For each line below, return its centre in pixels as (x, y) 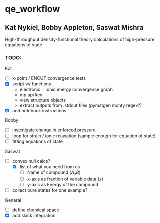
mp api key (31, 95)
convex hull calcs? (31, 161)
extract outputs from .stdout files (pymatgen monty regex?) (81, 105)
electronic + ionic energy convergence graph (66, 89)
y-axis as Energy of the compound (63, 184)
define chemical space (36, 210)
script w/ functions (32, 84)
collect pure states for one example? (50, 190)
